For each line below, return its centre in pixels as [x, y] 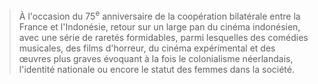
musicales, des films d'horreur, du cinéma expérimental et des [147, 48]
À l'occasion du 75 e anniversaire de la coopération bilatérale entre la [159, 15]
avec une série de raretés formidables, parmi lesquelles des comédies [163, 37]
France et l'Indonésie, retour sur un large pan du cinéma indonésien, [159, 26]
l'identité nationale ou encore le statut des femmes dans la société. [156, 69]
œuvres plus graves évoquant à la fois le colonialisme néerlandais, [156, 58]
